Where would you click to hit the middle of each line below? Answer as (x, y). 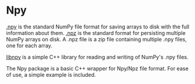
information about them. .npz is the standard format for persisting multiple (96, 33)
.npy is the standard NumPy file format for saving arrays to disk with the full (98, 27)
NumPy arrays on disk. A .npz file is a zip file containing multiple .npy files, (97, 39)
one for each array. (29, 46)
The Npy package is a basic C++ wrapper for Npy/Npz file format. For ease (97, 68)
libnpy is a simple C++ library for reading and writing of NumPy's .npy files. (97, 57)
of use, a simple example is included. (51, 75)
